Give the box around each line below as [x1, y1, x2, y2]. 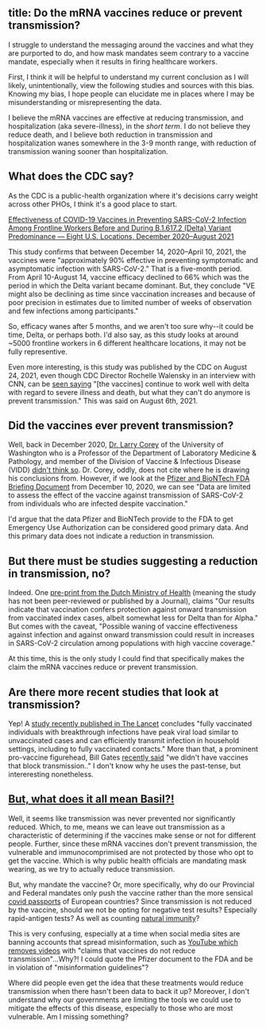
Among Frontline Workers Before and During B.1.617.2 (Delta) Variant [8, 222, 232, 233]
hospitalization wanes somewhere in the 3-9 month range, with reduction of [8, 138, 256, 148]
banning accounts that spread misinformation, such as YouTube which [8, 937, 238, 946]
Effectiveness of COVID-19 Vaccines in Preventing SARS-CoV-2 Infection [8, 215, 247, 224]
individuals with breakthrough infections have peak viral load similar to [8, 727, 239, 737]
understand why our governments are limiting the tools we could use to [8, 995, 241, 1004]
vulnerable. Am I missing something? [8, 1012, 129, 1021]
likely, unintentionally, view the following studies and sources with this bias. [8, 80, 255, 90]
